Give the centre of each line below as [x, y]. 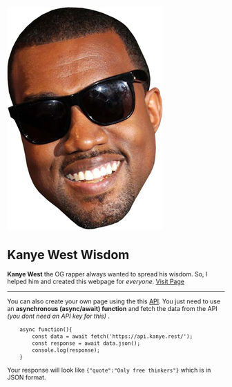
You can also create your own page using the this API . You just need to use [114, 301]
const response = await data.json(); [86, 343]
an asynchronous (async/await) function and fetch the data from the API [112, 308]
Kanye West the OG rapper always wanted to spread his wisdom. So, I [107, 274]
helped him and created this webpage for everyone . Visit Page [96, 281]
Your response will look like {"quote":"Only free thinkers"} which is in [109, 370]
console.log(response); [66, 350]
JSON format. [27, 377]
